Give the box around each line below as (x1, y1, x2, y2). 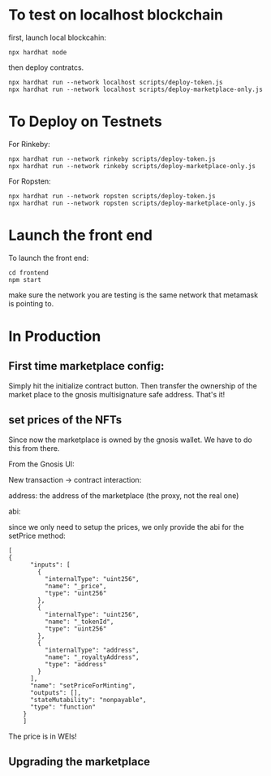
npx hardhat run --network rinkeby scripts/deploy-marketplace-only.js (8, 162, 256, 170)
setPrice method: (8, 531, 67, 540)
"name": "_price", (44, 582, 107, 590)
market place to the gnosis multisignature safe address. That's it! (8, 389, 226, 399)
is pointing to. (8, 298, 54, 308)
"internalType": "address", (44, 646, 140, 654)
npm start (8, 275, 42, 284)
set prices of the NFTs (8, 413, 123, 427)
